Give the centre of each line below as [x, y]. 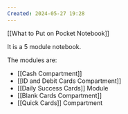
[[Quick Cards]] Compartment [60, 103]
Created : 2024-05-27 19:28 [46, 13]
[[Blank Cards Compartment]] [60, 95]
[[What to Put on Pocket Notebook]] [58, 33]
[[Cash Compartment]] [49, 73]
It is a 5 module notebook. [44, 46]
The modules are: [32, 60]
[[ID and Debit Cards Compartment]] [69, 81]
